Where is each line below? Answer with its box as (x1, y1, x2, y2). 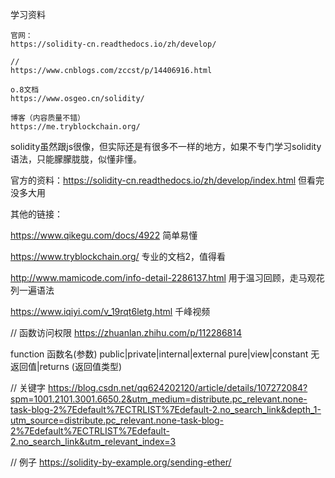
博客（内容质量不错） (10, 113, 85, 123)
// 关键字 (10, 382, 47, 393)
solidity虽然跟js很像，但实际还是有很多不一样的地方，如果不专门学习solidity (10, 141, 322, 152)
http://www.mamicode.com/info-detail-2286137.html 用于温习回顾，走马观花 (10, 272, 325, 283)
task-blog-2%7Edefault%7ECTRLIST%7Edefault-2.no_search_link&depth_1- (10, 404, 322, 415)
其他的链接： (10, 208, 63, 220)
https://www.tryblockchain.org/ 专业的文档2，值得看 (10, 251, 227, 262)
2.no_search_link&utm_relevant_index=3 (10, 436, 177, 447)
